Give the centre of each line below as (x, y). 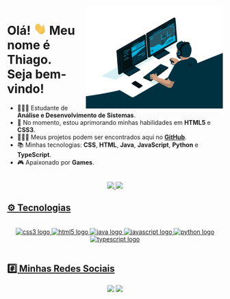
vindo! (26, 89)
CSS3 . (26, 130)
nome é (29, 45)
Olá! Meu (41, 31)
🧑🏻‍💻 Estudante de (42, 108)
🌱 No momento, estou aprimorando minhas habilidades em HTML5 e (114, 123)
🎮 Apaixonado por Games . (55, 163)
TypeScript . (34, 155)
